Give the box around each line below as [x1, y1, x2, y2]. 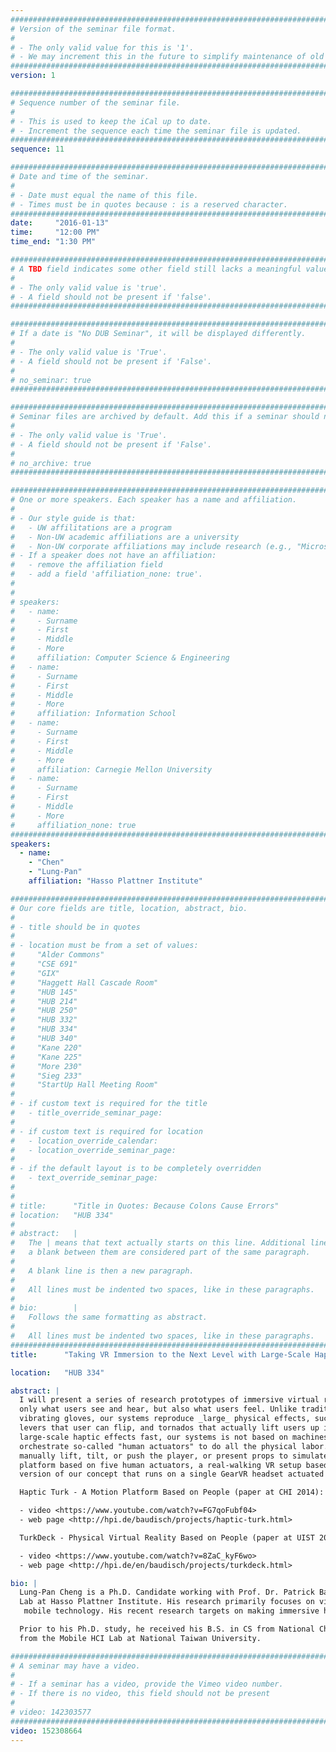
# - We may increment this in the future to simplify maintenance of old [10, 52, 325, 62]
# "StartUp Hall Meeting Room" [10, 1080, 159, 1090]
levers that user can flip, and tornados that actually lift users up [19, 1423, 320, 1433]
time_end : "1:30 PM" [10, 237, 97, 247]
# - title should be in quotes [10, 922, 141, 932]
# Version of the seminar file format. [10, 24, 177, 34]
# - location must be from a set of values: [10, 941, 199, 951]
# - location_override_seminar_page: [10, 1145, 177, 1155]
